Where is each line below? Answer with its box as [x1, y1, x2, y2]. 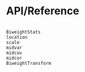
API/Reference [6, 4, 80, 18]
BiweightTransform [6, 60, 51, 66]
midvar [6, 45, 22, 51]
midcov [6, 49, 22, 56]
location [6, 34, 28, 40]
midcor [6, 55, 22, 61]
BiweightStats [6, 29, 41, 35]
